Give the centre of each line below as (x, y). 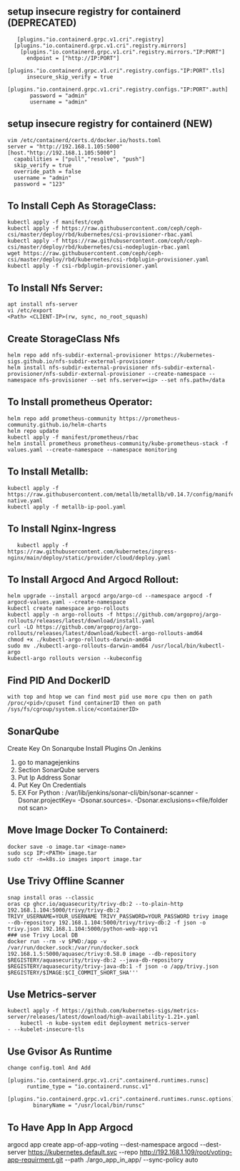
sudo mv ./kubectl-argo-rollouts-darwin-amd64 (78, 646)
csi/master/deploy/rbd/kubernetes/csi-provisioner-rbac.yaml (100, 235)
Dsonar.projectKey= (47, 800)
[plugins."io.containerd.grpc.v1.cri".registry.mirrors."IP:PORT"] (122, 52)
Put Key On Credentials (52, 784)
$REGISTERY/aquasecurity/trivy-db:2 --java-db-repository (95, 960)
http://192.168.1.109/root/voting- (186, 1152)
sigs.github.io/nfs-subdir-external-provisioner (81, 362)
